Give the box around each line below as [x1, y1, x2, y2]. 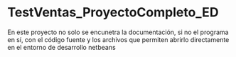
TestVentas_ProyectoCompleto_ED [7, 4, 219, 21]
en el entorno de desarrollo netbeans [7, 43, 116, 51]
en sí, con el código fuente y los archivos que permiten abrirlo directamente [7, 35, 230, 43]
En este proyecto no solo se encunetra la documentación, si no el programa [7, 28, 229, 36]
